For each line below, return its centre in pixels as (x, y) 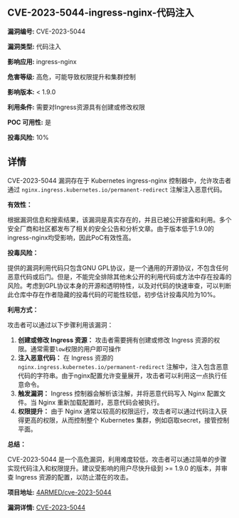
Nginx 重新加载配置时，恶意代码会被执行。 (101, 402)
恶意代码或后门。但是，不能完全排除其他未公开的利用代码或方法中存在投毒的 (119, 276)
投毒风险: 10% (28, 137)
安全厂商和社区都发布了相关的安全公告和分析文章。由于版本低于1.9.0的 (111, 228)
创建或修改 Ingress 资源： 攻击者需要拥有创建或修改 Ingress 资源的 (116, 340)
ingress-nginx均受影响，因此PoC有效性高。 (71, 237)
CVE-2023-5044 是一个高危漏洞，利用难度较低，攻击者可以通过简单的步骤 (117, 459)
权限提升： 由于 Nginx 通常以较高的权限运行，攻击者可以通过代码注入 (119, 411)
